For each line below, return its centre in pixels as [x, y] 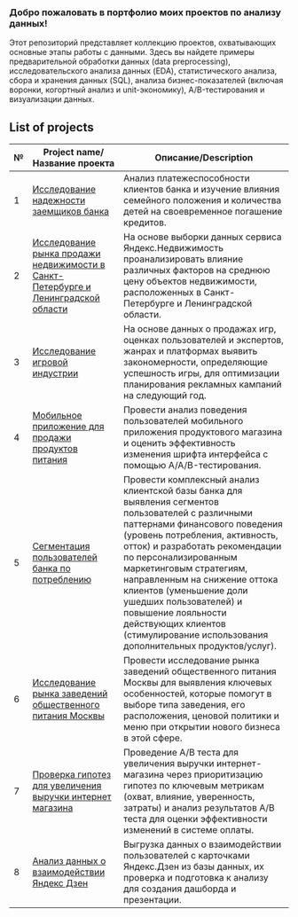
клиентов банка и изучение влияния [202, 190]
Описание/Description [204, 158]
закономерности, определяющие [196, 363]
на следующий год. [165, 396]
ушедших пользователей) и [183, 602]
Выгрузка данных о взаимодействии [203, 844]
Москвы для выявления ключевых [198, 683]
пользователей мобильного [184, 421]
